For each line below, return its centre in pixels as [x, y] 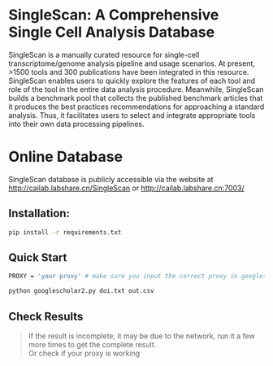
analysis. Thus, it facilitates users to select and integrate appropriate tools [132, 115]
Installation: [39, 213]
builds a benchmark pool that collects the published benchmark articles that [136, 98]
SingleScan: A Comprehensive [114, 15]
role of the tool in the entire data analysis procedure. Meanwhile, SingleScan [136, 89]
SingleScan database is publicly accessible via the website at [111, 179]
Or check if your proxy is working [84, 353]
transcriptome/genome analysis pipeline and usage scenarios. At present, [132, 63]
